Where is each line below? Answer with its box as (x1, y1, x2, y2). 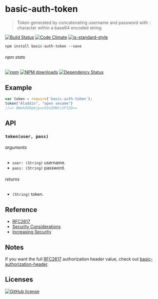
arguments (5, 144, 27, 150)
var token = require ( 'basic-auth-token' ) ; (5, 96, 93, 101)
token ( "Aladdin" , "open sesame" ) (5, 101, 73, 106)
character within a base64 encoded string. (17, 24, 103, 30)
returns (5, 176, 20, 182)
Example (5, 83, 32, 92)
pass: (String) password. (12, 165, 65, 171)
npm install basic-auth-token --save (5, 44, 82, 48)
